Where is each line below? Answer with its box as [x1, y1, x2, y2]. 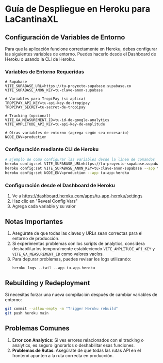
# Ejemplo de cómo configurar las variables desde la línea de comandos [5, 157, 155, 162]
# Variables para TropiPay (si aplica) [5, 96, 86, 102]
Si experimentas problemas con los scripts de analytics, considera [12, 241, 145, 246]
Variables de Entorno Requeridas [5, 68, 84, 75]
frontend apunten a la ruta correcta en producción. [12, 352, 114, 358]
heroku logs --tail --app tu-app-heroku [12, 266, 95, 271]
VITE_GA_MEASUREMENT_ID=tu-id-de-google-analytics [5, 118, 110, 122]
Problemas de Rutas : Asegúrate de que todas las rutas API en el [12, 347, 141, 353]
